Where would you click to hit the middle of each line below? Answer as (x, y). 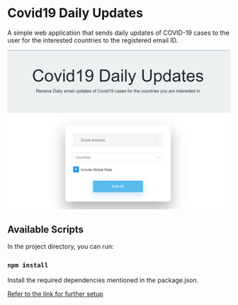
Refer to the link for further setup (56, 294)
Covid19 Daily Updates (75, 13)
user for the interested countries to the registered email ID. (93, 40)
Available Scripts (45, 229)
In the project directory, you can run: (61, 247)
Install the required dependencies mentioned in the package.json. (103, 280)
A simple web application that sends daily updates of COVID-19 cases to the (119, 33)
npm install (28, 265)
